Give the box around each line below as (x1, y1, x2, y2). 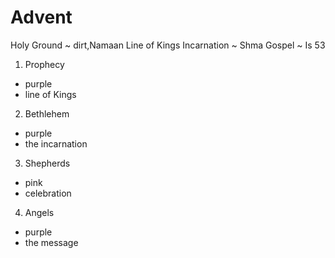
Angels (24, 206, 55, 218)
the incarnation (24, 137, 88, 150)
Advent (10, 6, 73, 29)
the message (24, 236, 79, 248)
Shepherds (24, 157, 71, 169)
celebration (24, 187, 72, 199)
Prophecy (24, 58, 65, 70)
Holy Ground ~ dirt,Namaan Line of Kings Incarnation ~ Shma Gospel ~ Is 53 (10, 39, 326, 51)
